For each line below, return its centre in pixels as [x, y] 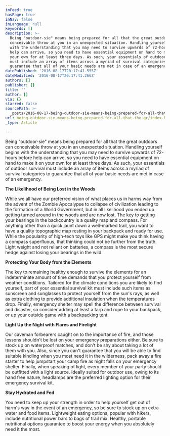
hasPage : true [20, 15]
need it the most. [23, 429]
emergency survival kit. [30, 382]
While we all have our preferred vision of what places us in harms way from [84, 199]
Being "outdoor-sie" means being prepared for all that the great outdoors [81, 141]
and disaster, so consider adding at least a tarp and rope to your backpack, [83, 309]
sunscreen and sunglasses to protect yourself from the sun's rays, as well [82, 293]
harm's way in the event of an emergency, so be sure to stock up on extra [82, 408]
